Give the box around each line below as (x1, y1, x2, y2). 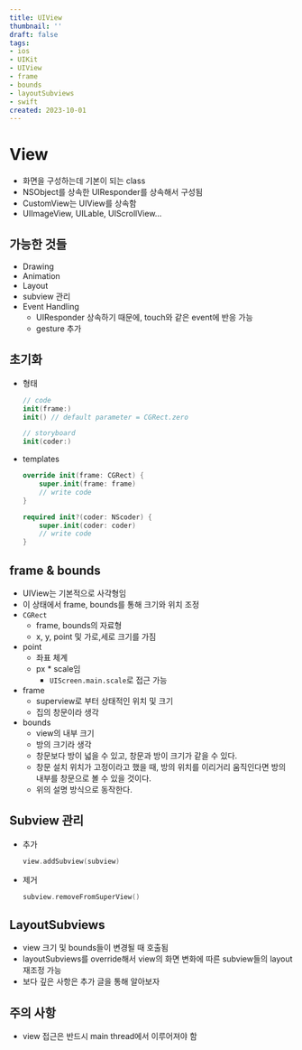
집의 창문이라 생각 (35, 707, 99, 718)
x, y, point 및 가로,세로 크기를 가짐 (35, 631, 157, 642)
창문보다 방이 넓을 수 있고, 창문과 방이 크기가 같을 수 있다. (35, 750, 238, 761)
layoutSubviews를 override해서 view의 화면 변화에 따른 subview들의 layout (22, 953, 293, 964)
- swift (9, 97, 39, 107)
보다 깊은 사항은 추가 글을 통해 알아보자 (22, 976, 160, 987)
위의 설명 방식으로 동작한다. (35, 785, 133, 794)
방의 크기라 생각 (35, 739, 92, 749)
